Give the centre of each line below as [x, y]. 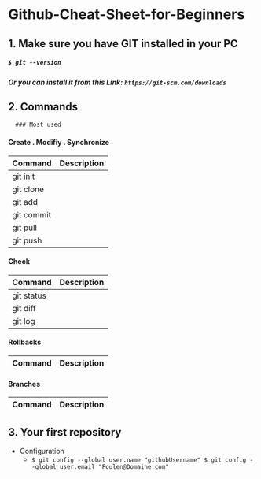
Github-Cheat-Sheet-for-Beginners [127, 15]
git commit [32, 214]
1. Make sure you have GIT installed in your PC [123, 44]
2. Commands [43, 107]
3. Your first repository [65, 432]
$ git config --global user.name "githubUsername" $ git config [139, 460]
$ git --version [35, 63]
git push [27, 240]
